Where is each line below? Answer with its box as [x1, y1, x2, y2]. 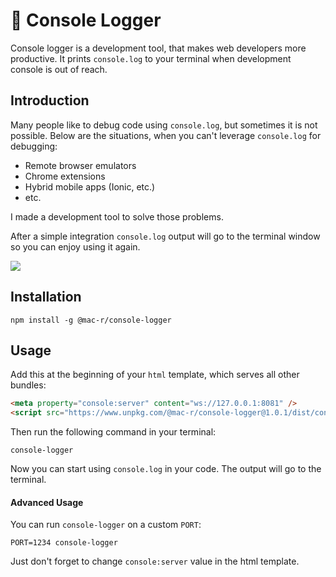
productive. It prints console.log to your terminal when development [10, 52, 292, 64]
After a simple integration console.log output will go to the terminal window [10, 230, 321, 242]
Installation [10, 289, 82, 306]
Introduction [10, 92, 90, 109]
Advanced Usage [10, 496, 84, 508]
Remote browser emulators [24, 159, 137, 171]
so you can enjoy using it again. [10, 240, 141, 253]
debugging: [10, 140, 58, 152]
